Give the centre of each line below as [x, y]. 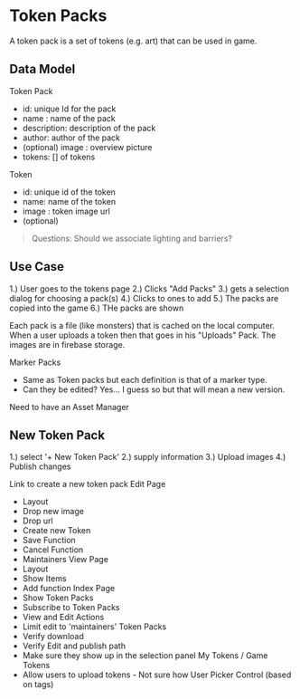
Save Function [49, 541]
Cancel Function [53, 550]
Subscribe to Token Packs [71, 608]
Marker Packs [35, 362]
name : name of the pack [69, 118]
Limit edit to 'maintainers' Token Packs [94, 627]
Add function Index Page [69, 589]
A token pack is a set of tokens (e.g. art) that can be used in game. [133, 41]
